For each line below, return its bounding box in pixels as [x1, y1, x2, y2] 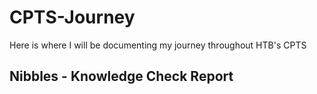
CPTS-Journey [9, 6, 136, 29]
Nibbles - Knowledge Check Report [9, 68, 234, 85]
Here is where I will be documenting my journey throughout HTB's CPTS [9, 39, 307, 51]
